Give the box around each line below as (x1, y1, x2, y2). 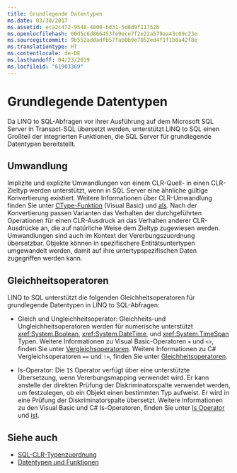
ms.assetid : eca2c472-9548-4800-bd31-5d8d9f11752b (7, 23, 160, 30)
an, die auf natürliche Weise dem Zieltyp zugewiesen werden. (40, 224, 221, 232)
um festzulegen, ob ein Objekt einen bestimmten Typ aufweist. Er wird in (17, 389, 230, 397)
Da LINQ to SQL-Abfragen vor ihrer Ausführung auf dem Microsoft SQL (7, 117, 214, 125)
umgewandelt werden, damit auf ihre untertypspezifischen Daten (7, 246, 197, 255)
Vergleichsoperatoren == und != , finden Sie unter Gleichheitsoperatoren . (17, 352, 228, 361)
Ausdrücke (7, 224, 39, 232)
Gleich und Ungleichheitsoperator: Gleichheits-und (17, 314, 166, 323)
